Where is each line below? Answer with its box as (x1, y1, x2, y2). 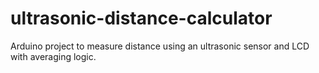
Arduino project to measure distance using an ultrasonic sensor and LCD (10, 40, 310, 52)
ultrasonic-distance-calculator (10, 7, 273, 30)
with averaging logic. (10, 50, 97, 62)
